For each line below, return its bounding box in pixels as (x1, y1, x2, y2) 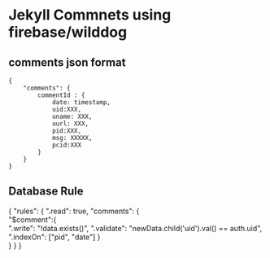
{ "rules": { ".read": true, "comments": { (8, 206, 140, 216)
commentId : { (37, 91, 85, 99)
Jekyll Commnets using (8, 6, 172, 24)
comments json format (8, 55, 126, 69)
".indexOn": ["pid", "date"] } (8, 232, 101, 242)
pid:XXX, (51, 127, 82, 135)
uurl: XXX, (51, 120, 89, 128)
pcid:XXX (51, 141, 82, 149)
